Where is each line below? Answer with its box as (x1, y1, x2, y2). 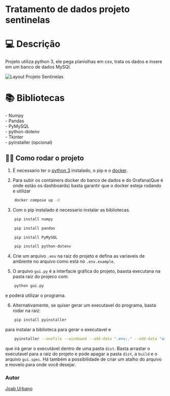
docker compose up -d (14, 197, 60, 203)
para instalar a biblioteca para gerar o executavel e (5, 327, 111, 332)
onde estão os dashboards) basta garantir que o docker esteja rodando (12, 182, 162, 188)
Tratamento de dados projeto (5, 4, 130, 15)
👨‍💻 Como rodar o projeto (5, 154, 84, 163)
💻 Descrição (5, 38, 61, 50)
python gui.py (14, 283, 44, 288)
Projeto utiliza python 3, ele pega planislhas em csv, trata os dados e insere (5, 59, 163, 65)
